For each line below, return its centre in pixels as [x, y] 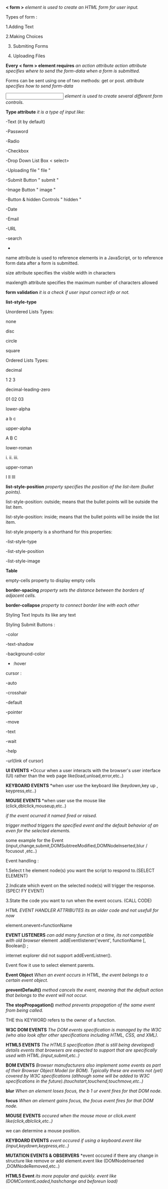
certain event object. [27, 980]
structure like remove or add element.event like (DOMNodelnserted [75, 1161]
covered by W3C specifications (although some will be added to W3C [78, 1076]
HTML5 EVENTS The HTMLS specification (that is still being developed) [80, 1045]
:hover [19, 663]
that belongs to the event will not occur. [46, 995]
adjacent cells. [21, 596]
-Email [12, 219]
